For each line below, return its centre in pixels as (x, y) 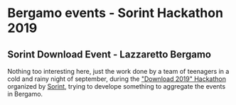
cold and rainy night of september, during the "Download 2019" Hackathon (117, 79)
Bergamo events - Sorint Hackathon (116, 13)
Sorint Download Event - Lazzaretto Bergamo (109, 54)
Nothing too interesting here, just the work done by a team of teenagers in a (118, 71)
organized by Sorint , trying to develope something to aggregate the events (117, 86)
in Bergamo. (25, 94)
